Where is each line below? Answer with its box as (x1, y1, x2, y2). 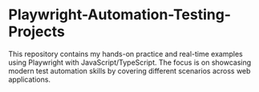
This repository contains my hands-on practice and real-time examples (8, 49, 243, 58)
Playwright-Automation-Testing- (8, 6, 231, 24)
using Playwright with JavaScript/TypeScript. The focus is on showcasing (8, 58, 252, 67)
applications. (8, 74, 51, 84)
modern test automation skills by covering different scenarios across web (8, 66, 251, 75)
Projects (8, 22, 66, 41)
